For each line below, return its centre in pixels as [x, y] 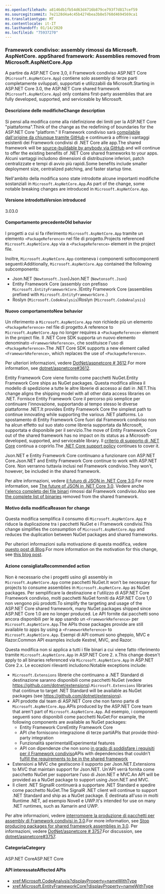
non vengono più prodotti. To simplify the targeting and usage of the [74, 603]
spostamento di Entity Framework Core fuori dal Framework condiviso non [81, 420]
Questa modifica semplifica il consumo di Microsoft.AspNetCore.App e [76, 519]
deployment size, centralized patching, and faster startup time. [69, 169]
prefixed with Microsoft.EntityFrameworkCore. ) [60, 294]
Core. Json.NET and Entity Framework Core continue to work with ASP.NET [81, 461]
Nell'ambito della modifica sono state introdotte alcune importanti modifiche [82, 178]
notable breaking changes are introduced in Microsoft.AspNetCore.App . [77, 189]
